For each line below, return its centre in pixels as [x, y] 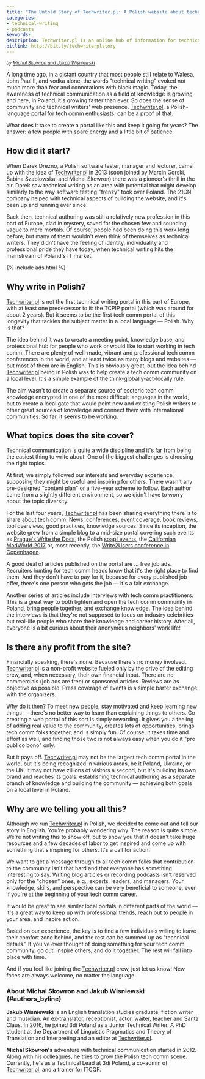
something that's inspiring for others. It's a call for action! [78, 849]
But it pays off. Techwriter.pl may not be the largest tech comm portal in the [101, 758]
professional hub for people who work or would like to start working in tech [101, 346]
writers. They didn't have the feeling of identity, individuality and [87, 242]
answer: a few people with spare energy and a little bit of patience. [90, 132]
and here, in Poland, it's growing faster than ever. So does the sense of [95, 100]
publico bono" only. [31, 745]
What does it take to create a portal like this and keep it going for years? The [102, 125]
